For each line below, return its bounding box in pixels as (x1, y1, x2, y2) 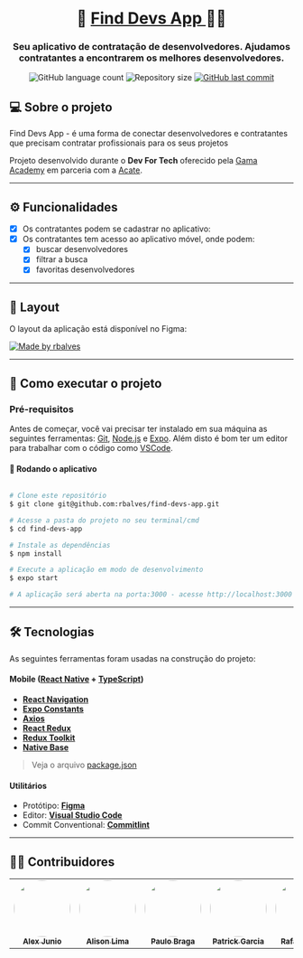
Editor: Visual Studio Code (22, 810, 123, 821)
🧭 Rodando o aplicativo (9, 463, 97, 474)
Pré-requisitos (9, 402, 74, 415)
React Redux (22, 723, 72, 734)
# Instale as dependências (9, 540, 111, 549)
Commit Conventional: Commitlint (22, 820, 151, 831)
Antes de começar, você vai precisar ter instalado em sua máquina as (9, 423, 268, 434)
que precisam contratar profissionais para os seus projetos (9, 137, 228, 148)
